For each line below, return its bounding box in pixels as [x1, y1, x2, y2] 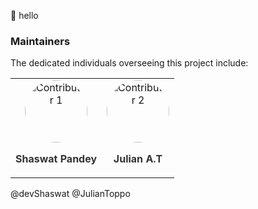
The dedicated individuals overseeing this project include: [10, 57, 249, 69]
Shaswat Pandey [15, 152, 98, 166]
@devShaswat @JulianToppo [10, 188, 131, 200]
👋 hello [10, 10, 39, 21]
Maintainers [10, 34, 71, 48]
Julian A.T [113, 152, 163, 166]
